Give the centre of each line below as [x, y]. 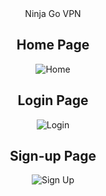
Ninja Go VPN [53, 13]
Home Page [53, 45]
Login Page [53, 100]
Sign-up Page [53, 156]
